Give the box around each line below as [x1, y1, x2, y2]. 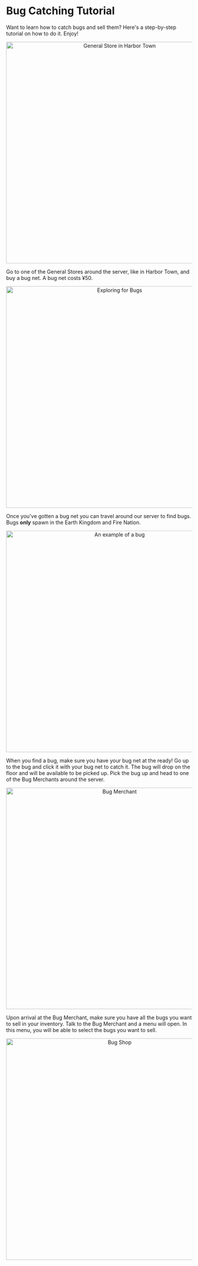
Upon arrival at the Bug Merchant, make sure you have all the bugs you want [6, 1014, 192, 1021]
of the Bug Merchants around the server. [6, 776, 105, 783]
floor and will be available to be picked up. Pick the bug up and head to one [6, 769, 190, 776]
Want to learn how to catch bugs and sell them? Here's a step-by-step [6, 24, 177, 31]
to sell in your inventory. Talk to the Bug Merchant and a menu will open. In [6, 1020, 187, 1027]
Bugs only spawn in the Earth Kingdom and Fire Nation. [6, 519, 141, 526]
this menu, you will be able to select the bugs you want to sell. [6, 1026, 157, 1033]
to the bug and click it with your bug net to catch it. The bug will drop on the [6, 763, 190, 770]
